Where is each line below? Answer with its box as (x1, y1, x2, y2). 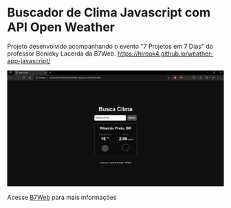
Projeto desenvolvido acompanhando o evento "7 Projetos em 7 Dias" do (7, 42, 214, 50)
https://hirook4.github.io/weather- (117, 49, 214, 58)
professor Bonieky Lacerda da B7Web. (7, 49, 116, 58)
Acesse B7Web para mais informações (7, 194, 117, 202)
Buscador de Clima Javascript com (7, 5, 211, 21)
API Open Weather (7, 19, 115, 35)
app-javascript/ (7, 56, 51, 65)
